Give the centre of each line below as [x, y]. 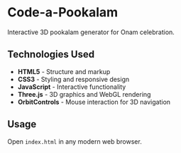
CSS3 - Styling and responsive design [73, 79]
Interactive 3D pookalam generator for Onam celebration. [91, 32]
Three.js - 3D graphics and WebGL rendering [84, 94]
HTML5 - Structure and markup [64, 71]
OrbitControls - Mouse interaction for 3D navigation [94, 102]
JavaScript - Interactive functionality [72, 87]
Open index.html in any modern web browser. [75, 141]
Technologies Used [51, 54]
